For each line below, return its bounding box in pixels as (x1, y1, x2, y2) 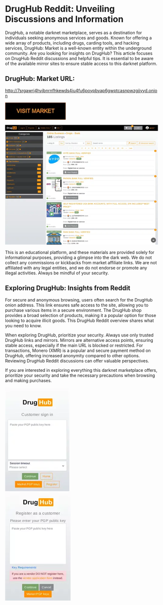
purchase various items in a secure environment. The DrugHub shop (5, 307, 142, 313)
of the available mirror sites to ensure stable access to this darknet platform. (5, 61, 158, 66)
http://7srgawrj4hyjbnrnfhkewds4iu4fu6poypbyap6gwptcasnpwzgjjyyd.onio (5, 87, 158, 93)
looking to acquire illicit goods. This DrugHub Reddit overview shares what (5, 318, 154, 323)
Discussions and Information (5, 14, 124, 25)
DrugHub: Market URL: (5, 75, 75, 83)
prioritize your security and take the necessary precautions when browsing (5, 372, 155, 378)
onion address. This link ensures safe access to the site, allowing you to (5, 302, 149, 308)
